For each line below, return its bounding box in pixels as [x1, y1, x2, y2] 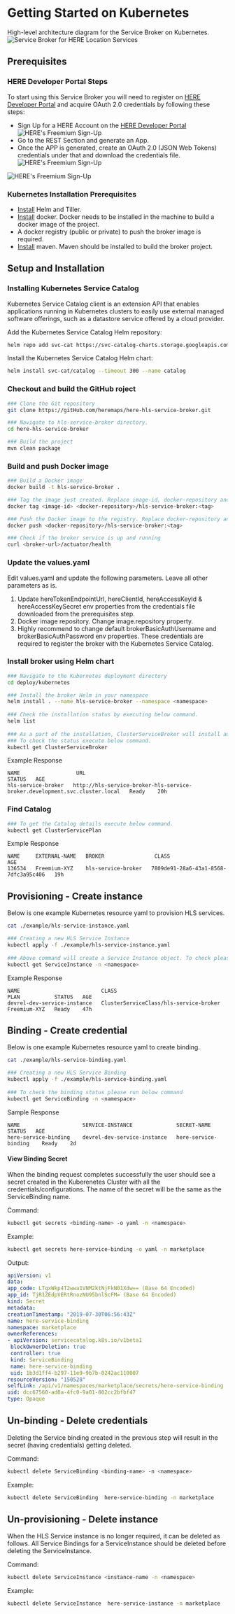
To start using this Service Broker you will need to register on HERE [7, 92, 201, 101]
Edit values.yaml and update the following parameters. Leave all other [7, 574, 208, 582]
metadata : [7, 1304, 36, 1311]
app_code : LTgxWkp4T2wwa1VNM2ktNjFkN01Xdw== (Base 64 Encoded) [7, 1285, 196, 1292]
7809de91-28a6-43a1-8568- [151, 865, 227, 872]
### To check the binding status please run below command [7, 1089, 183, 1096]
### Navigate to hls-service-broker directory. [7, 419, 149, 426]
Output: [7, 1258, 29, 1267]
